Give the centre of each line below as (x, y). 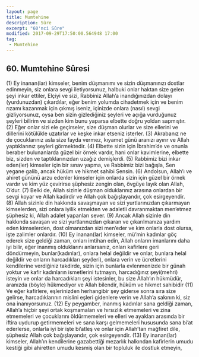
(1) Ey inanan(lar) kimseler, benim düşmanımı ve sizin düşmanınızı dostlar (95, 83)
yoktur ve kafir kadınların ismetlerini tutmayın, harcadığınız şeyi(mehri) (92, 272)
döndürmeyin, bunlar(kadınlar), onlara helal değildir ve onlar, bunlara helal (97, 253)
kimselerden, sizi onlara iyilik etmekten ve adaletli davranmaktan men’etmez (99, 209)
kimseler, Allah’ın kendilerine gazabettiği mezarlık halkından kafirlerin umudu (100, 341)
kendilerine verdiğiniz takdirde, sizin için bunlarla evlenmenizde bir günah (96, 266)
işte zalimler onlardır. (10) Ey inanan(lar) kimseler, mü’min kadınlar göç (91, 234)
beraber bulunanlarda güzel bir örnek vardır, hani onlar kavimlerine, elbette (97, 152)
